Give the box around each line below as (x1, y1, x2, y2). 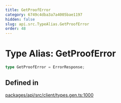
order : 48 (5, 26, 26, 31)
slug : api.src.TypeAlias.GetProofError (5, 21, 90, 27)
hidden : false (5, 17, 35, 22)
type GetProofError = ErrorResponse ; (5, 65, 85, 70)
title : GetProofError (5, 7, 51, 13)
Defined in (5, 79, 39, 87)
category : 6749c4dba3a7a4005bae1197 (5, 12, 83, 17)
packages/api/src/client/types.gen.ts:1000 (5, 92, 94, 98)
